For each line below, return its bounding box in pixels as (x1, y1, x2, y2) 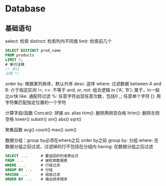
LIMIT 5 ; (5, 57, 23, 62)
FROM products (5, 53, 35, 58)
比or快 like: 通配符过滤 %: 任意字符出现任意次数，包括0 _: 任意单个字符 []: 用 (5, 93, 161, 99)
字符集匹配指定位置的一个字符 (5, 99, 66, 105)
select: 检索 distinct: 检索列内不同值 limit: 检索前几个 (5, 38, 112, 44)
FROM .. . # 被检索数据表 (5, 158, 68, 163)
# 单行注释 (5, 62, 25, 67)
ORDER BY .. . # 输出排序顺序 (5, 177, 68, 182)
